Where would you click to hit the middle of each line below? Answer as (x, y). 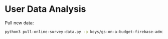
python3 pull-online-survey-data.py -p (46, 32)
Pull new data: (19, 23)
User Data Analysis (45, 9)
